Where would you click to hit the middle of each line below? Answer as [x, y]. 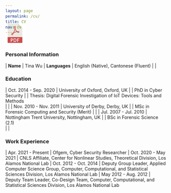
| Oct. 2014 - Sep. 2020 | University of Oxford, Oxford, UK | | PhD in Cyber [84, 90]
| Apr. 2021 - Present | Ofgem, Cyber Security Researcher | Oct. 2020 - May [85, 153]
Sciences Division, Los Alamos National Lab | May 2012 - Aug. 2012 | [78, 175]
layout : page [19, 11]
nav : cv [14, 27]
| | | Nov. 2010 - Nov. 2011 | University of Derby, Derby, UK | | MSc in [77, 106]
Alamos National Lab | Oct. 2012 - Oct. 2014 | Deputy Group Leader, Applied [86, 163]
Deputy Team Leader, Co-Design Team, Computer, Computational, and [80, 180]
